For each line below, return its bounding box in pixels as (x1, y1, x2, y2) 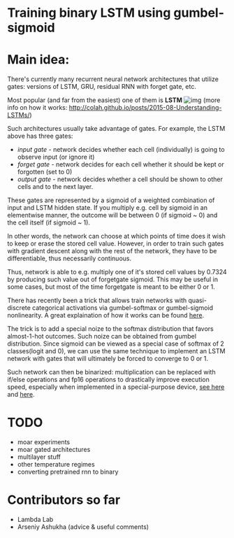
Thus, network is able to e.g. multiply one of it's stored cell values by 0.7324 (7, 268, 227, 276)
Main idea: (7, 52, 70, 68)
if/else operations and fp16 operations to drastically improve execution (7, 376, 210, 384)
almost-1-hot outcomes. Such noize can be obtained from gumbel (7, 332, 197, 341)
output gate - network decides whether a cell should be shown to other (17, 175, 224, 183)
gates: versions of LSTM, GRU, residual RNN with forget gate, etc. (7, 83, 197, 91)
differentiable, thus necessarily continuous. (7, 254, 131, 263)
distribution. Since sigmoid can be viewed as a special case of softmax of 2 (7, 339, 225, 348)
